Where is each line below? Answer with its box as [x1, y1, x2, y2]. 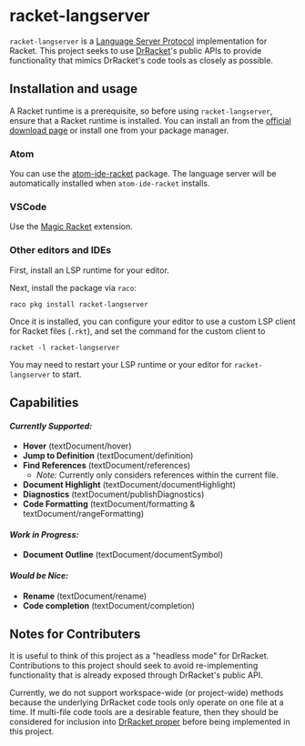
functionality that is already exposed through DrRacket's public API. [9, 670, 263, 680]
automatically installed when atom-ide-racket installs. [9, 178, 210, 189]
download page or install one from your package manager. [9, 125, 229, 136]
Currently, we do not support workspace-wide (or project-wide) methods [9, 688, 284, 699]
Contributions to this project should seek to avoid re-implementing [9, 660, 259, 671]
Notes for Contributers [9, 627, 141, 642]
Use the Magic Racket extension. [9, 221, 134, 232]
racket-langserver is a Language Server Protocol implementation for [9, 35, 268, 46]
